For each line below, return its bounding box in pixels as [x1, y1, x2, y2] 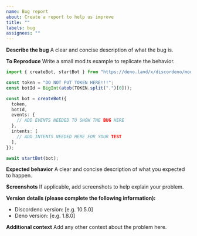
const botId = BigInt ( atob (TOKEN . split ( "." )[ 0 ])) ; [6, 85, 133, 91]
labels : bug [6, 25, 35, 31]
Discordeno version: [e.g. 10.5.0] [14, 206, 94, 213]
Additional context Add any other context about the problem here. [6, 224, 167, 231]
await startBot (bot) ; [6, 155, 59, 161]
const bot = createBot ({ [6, 95, 67, 101]
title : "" [6, 19, 30, 25]
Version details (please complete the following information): [6, 194, 156, 202]
